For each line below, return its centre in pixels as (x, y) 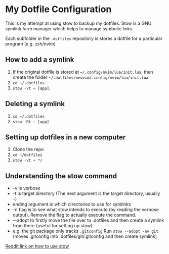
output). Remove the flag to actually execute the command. (74, 215)
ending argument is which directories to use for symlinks (72, 204)
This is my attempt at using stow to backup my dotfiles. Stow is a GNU (78, 23)
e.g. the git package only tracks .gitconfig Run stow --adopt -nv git (85, 231)
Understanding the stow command (61, 176)
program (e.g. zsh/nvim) (30, 43)
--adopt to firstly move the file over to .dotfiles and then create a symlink (88, 220)
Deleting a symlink (35, 104)
